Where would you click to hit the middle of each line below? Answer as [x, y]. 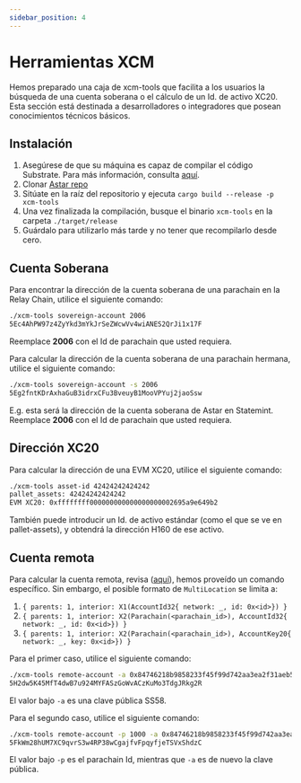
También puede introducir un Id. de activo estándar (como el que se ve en [146, 520]
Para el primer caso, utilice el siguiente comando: [100, 658]
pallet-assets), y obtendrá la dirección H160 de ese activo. [117, 530]
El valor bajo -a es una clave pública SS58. [88, 700]
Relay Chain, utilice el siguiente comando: [86, 299]
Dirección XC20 [55, 449]
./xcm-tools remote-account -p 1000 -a [84, 734]
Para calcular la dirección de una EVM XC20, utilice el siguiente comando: [146, 470]
